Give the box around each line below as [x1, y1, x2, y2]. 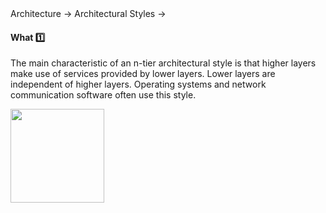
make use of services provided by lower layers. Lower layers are [10, 68, 276, 80]
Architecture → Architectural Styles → [10, 8, 167, 19]
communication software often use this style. [10, 89, 197, 101]
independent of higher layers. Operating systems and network [10, 78, 267, 91]
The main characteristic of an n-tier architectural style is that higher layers [10, 57, 317, 69]
